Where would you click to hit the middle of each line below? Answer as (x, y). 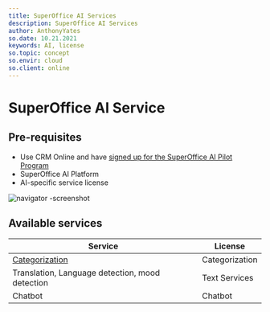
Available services (55, 223)
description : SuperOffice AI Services (73, 23)
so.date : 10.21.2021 (43, 38)
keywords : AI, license (46, 46)
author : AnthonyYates (45, 31)
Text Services (228, 277)
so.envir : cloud (35, 61)
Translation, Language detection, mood (86, 273)
